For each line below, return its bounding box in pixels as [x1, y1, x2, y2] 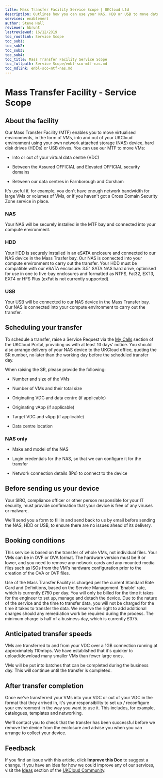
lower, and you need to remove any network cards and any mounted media [5, 559, 155, 565]
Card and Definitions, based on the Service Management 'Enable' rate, [5, 585, 147, 591]
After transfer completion [5, 682, 84, 690]
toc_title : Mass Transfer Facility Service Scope [5, 57, 108, 62]
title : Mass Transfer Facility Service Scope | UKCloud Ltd [5, 7, 130, 12]
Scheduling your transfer [5, 323, 82, 332]
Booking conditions [5, 537, 65, 545]
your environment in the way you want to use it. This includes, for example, [5, 705, 155, 711]
